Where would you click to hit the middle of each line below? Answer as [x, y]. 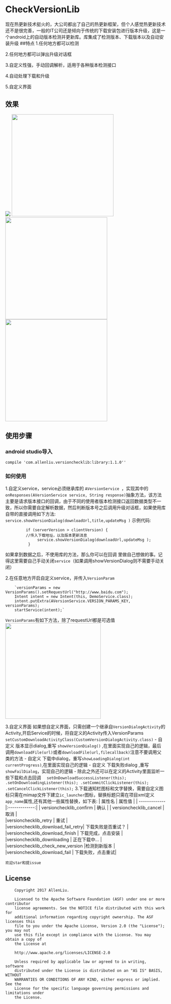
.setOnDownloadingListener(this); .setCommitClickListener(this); [77, 783]
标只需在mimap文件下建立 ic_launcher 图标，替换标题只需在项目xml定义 [80, 795]
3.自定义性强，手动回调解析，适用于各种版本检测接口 [61, 65]
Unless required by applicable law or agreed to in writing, [80, 962]
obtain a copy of [24, 939]
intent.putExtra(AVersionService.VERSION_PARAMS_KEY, [73, 601]
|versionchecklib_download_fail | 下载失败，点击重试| [61, 852]
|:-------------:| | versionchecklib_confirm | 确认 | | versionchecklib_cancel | [85, 808]
